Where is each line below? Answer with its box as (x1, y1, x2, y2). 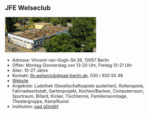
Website (12, 78, 29, 83)
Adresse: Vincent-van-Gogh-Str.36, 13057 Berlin (12, 57, 109, 63)
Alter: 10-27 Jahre (12, 67, 49, 73)
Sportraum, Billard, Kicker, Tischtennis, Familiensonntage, (12, 93, 128, 99)
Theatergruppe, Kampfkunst (12, 98, 69, 104)
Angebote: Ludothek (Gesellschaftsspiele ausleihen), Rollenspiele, (12, 82, 145, 89)
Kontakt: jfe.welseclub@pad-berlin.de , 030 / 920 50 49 (12, 72, 123, 78)
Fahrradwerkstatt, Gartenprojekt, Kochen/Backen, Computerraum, (12, 88, 145, 94)
